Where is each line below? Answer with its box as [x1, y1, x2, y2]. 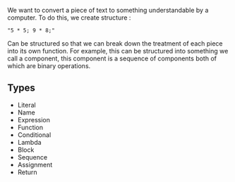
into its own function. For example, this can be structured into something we [7, 47, 229, 55]
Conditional [17, 130, 52, 139]
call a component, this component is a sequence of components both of [7, 54, 217, 63]
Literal [17, 100, 37, 109]
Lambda [17, 138, 42, 146]
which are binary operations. [7, 62, 91, 70]
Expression [17, 115, 51, 124]
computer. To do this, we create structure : [7, 13, 131, 22]
